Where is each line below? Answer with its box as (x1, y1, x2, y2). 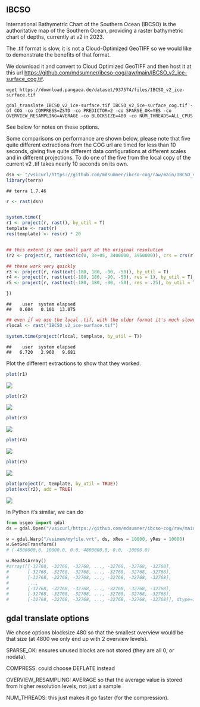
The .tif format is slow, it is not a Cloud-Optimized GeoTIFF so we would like (6, 45, 192, 52)
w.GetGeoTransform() (6, 541, 58, 547)
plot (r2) (6, 393, 28, 399)
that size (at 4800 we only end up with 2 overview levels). (6, 636, 148, 642)
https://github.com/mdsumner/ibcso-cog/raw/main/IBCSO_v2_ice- (24, 68, 187, 76)
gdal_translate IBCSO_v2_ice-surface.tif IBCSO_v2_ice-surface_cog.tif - (6, 102, 193, 108)
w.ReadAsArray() (6, 558, 46, 564)
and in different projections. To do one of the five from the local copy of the (6, 154, 191, 161)
